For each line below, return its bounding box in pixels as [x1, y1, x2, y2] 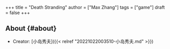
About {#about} [5, 24, 57, 33]
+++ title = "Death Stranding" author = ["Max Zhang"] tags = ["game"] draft [5, 5, 165, 10]
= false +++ [5, 10, 30, 16]
